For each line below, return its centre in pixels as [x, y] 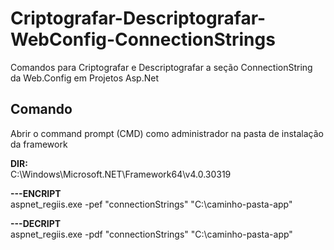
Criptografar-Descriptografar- [138, 18]
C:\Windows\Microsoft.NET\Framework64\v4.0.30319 [121, 174]
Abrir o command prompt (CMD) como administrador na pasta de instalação [167, 133]
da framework [39, 144]
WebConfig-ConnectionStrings [143, 39]
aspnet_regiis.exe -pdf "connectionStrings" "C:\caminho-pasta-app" [151, 234]
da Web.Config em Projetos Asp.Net [84, 78]
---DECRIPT [36, 223]
